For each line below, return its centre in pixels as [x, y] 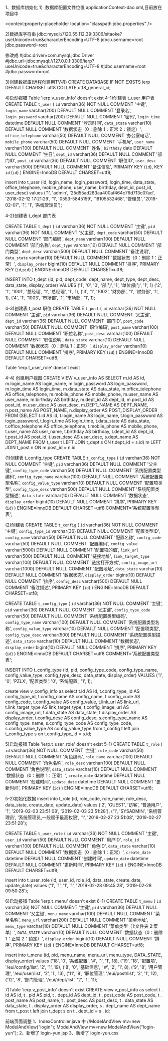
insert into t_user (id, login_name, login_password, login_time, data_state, [81, 182]
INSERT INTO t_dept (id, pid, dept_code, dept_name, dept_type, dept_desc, [83, 279]
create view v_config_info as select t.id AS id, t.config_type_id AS [72, 691]
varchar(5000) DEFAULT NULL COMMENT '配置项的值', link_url [72, 550]
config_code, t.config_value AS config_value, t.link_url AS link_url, [73, 702]
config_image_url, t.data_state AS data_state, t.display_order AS [71, 712]
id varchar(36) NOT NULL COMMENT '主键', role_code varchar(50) [74, 750]
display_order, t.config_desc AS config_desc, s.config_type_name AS [76, 718]
